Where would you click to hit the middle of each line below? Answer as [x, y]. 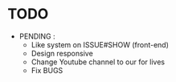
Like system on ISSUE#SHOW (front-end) [100, 44]
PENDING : [37, 36]
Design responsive [62, 53]
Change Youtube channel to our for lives [98, 62]
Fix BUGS [47, 70]
